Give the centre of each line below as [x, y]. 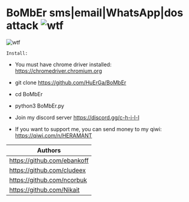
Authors [49, 150]
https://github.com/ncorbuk [48, 180]
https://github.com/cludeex [47, 170]
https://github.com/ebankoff [49, 161]
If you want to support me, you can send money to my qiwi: [88, 129]
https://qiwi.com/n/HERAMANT [53, 135]
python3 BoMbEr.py [40, 106]
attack [22, 26]
